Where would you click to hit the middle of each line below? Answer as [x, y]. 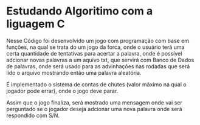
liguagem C [36, 24]
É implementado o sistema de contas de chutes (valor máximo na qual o [96, 84]
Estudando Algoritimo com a [80, 11]
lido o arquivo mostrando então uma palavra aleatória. [74, 72]
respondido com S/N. [33, 115]
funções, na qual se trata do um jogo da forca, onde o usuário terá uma [95, 47]
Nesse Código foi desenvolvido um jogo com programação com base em [98, 40]
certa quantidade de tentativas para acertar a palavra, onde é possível [94, 53]
